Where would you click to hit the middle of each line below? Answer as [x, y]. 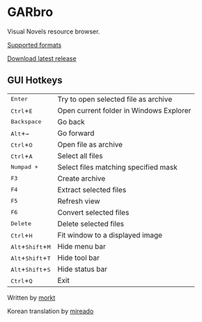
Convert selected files [93, 212]
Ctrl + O [22, 144]
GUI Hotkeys [35, 80]
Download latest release [42, 58]
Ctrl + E [22, 110]
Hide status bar [83, 269]
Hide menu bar [81, 246]
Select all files [80, 155]
